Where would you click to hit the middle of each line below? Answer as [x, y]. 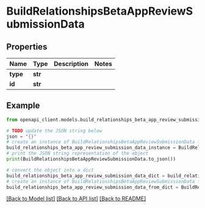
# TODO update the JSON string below [54, 131]
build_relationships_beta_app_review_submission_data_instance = [91, 148]
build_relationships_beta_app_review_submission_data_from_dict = [92, 187]
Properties [27, 47]
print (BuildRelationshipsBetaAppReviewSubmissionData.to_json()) [91, 159]
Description [71, 64]
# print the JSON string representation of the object [77, 154]
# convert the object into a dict [50, 170]
